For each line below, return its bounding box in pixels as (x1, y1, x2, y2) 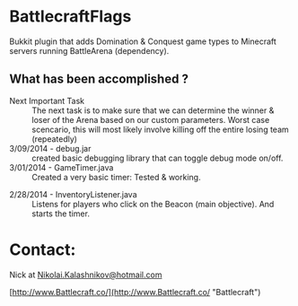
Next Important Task (9, 95, 85, 106)
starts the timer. (31, 208, 90, 219)
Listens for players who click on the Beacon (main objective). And (31, 198, 275, 209)
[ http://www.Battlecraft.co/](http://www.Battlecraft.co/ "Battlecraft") (9, 286, 261, 297)
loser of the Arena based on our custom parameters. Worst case (31, 114, 270, 125)
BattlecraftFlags (9, 6, 132, 27)
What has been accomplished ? (9, 72, 188, 87)
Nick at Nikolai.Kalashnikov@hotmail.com (9, 269, 162, 280)
